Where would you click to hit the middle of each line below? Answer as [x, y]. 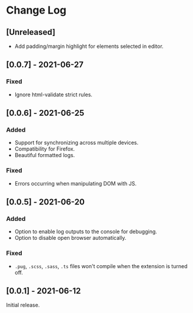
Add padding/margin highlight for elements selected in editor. [89, 46]
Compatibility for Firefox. [45, 149]
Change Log [36, 10]
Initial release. [23, 305]
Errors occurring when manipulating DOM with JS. [76, 183]
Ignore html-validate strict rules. [54, 94]
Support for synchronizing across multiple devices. [76, 143]
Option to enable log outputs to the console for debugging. [86, 232]
